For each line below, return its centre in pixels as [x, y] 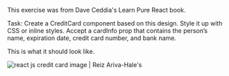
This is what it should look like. [51, 51]
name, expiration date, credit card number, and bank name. [92, 38]
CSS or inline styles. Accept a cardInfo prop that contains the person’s [108, 31]
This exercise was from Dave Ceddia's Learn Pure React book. [96, 10]
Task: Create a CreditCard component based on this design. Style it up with [115, 23]
